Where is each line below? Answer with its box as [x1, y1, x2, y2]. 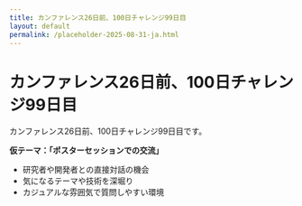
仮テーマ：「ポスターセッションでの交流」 [9, 145, 164, 156]
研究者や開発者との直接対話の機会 [22, 164, 150, 175]
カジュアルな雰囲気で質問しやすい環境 [22, 187, 165, 198]
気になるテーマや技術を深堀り [22, 175, 133, 186]
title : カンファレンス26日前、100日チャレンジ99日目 [9, 13, 187, 23]
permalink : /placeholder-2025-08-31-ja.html [9, 30, 179, 39]
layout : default [9, 22, 70, 31]
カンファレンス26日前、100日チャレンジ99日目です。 [9, 126, 207, 136]
